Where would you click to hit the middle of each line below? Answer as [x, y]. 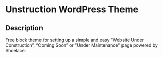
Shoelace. [16, 51]
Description [24, 28]
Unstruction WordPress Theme [72, 9]
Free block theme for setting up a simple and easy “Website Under [75, 40]
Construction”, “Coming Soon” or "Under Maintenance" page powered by [82, 45]
